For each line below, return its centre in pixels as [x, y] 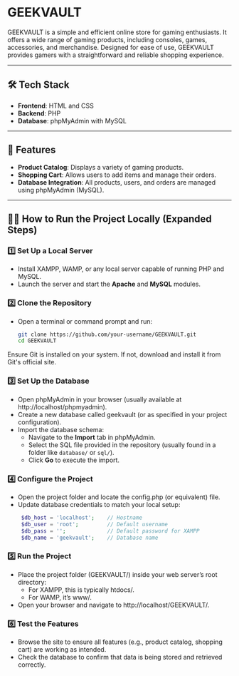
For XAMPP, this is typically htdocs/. [81, 590]
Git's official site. [32, 362]
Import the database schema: [61, 429]
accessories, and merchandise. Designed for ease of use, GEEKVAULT [111, 47]
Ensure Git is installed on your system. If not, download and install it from [114, 354]
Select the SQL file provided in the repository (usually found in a [122, 445]
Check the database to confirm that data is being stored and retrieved [120, 657]
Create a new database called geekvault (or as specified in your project [122, 414]
